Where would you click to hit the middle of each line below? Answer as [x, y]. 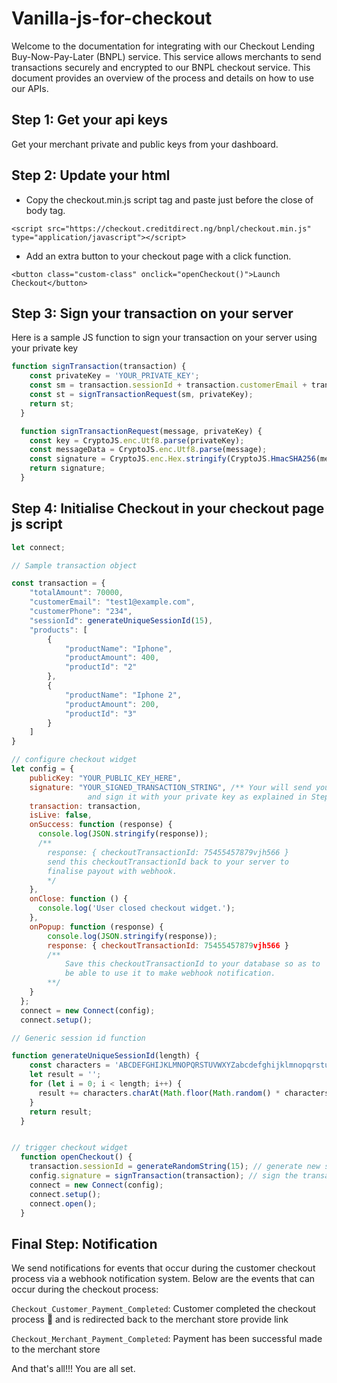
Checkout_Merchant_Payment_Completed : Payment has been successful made [167, 1339]
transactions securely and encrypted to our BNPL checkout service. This [161, 67]
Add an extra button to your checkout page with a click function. [158, 256]
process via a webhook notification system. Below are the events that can [163, 1279]
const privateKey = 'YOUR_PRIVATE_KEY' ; [114, 376]
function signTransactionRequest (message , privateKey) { [141, 431]
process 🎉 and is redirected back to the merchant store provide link [150, 1319]
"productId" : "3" [101, 713]
